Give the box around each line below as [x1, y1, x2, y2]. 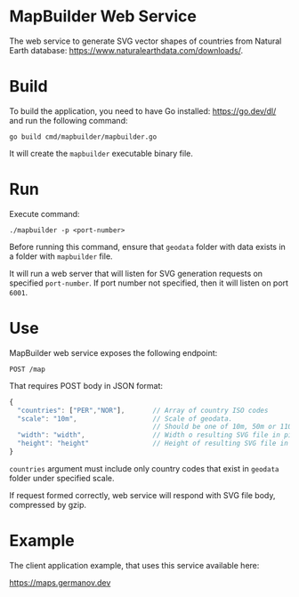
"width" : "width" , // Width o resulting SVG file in [17, 431, 280, 440]
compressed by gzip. [9, 499, 87, 510]
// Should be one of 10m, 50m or [152, 423, 277, 432]
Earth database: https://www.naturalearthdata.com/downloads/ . [9, 44, 243, 55]
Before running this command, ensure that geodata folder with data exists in [9, 241, 287, 252]
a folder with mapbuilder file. [9, 251, 113, 262]
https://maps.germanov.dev [9, 577, 111, 588]
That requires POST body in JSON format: [9, 380, 163, 391]
